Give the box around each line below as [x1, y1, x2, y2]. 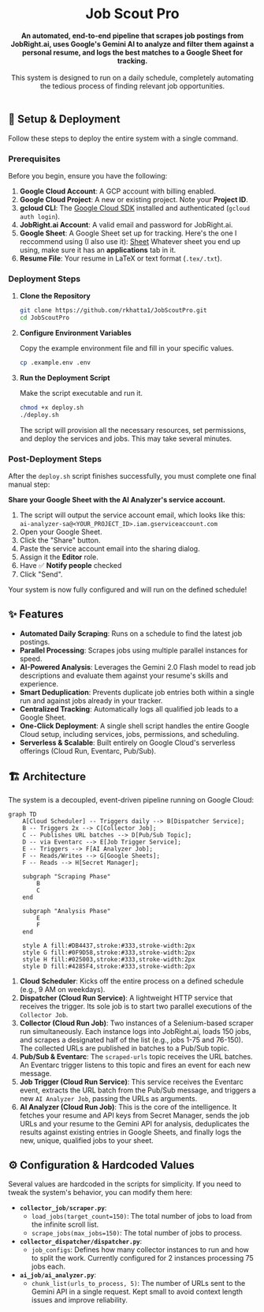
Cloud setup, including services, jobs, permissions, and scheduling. [19, 729, 240, 739]
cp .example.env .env [19, 359, 91, 367]
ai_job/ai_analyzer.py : [19, 1270, 97, 1280]
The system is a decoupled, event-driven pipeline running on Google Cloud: [8, 795, 255, 804]
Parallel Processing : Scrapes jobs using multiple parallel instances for [19, 645, 248, 655]
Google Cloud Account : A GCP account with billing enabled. [19, 186, 217, 196]
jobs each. [31, 1261, 65, 1272]
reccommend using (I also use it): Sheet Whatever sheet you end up [19, 237, 241, 246]
